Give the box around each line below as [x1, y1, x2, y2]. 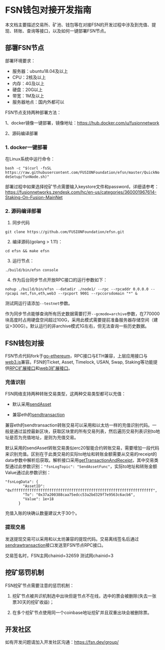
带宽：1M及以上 [12, 93, 44, 98]
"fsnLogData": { [5, 480, 38, 485]
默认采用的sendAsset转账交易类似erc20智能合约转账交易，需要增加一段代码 [5, 445, 160, 451]
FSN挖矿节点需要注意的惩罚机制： [5, 582, 74, 588]
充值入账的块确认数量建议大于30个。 [5, 510, 80, 516]
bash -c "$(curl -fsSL [5, 166, 52, 171]
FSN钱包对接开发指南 [5, 4, 92, 16]
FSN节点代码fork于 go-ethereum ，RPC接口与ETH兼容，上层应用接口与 [5, 353, 148, 359]
